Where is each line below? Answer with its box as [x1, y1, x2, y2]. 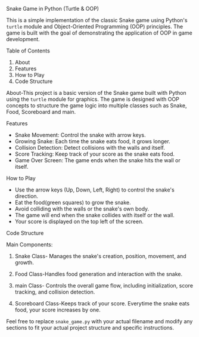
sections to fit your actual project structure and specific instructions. [6, 324, 175, 331]
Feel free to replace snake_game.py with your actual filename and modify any [6, 318, 193, 324]
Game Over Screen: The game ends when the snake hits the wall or [14, 157, 181, 163]
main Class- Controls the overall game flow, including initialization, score [14, 282, 194, 289]
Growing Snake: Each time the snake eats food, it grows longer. [14, 138, 171, 145]
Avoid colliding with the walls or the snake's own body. [14, 205, 150, 212]
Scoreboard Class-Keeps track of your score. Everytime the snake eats [14, 300, 189, 307]
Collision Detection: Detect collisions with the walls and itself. [14, 144, 166, 151]
